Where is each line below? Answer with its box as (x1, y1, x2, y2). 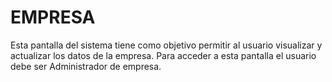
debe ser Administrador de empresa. (10, 60, 162, 72)
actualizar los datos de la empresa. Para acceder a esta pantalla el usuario (10, 49, 317, 61)
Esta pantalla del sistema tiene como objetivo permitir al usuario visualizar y (10, 39, 323, 51)
